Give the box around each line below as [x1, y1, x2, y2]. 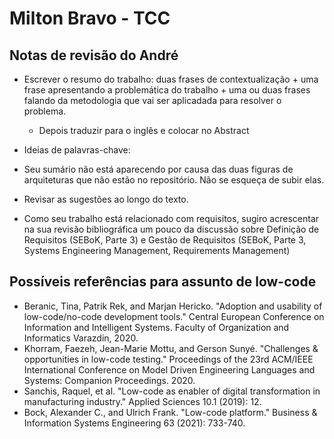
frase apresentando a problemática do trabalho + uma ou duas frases [23, 84, 311, 96]
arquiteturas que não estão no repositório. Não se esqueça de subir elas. [23, 174, 325, 186]
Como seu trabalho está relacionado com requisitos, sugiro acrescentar [23, 213, 320, 224]
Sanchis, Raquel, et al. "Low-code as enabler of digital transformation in [23, 385, 321, 397]
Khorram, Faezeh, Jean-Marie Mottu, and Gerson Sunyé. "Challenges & [23, 342, 319, 354]
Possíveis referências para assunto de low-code [9, 273, 317, 291]
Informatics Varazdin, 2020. [23, 332, 139, 344]
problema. [23, 105, 67, 117]
